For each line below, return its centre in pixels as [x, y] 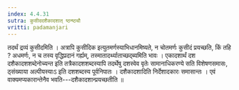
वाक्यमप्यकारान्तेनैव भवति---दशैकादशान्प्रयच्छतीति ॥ [66, 80]
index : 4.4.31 [29, 14]
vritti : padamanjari [38, 27]
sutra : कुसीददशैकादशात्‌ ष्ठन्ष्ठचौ [44, 21]
